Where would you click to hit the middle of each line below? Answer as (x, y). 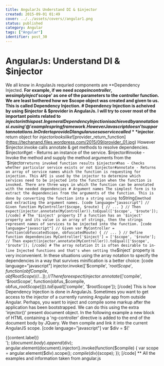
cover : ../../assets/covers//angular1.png (49, 19)
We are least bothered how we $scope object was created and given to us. (82, 100)
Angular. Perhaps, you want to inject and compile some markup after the (78, 302)
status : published (24, 23)
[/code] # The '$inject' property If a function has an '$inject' (74, 215)
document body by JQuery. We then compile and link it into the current (77, 323)
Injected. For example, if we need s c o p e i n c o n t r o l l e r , (59, 90)
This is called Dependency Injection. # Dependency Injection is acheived (80, 106)
